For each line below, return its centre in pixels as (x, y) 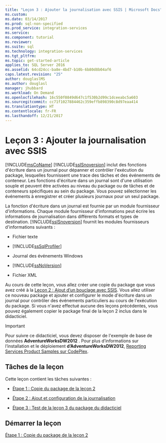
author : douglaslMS (25, 79)
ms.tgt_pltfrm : (21, 56)
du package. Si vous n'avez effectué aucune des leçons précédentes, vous (82, 306)
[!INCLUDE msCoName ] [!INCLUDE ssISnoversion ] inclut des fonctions (76, 165)
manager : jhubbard (24, 88)
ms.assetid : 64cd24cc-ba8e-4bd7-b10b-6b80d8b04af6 (58, 70)
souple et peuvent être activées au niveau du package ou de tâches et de (80, 186)
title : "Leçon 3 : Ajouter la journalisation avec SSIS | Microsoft (77, 10)
